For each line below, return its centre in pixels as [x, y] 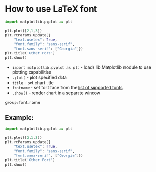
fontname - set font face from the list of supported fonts [67, 87]
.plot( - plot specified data [39, 77]
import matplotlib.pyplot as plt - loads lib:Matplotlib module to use [82, 67]
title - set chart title [33, 82]
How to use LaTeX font [51, 9]
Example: [19, 118]
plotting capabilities [32, 72]
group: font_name [23, 102]
